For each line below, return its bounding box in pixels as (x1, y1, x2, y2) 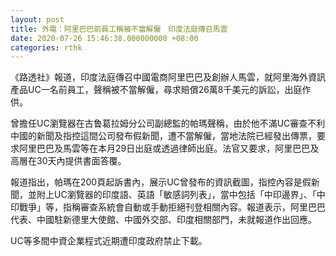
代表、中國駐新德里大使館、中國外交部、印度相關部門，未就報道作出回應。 (10, 214, 317, 226)
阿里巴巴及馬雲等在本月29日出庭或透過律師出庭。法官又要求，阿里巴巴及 (18, 142, 320, 155)
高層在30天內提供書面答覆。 (10, 155, 127, 167)
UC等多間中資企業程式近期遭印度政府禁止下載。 (10, 235, 208, 247)
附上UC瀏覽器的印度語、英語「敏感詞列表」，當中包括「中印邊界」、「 (36, 189, 317, 201)
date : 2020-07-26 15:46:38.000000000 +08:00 (10, 33, 199, 43)
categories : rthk (10, 42, 83, 53)
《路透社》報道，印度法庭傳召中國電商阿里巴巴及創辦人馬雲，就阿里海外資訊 (10, 71, 326, 83)
